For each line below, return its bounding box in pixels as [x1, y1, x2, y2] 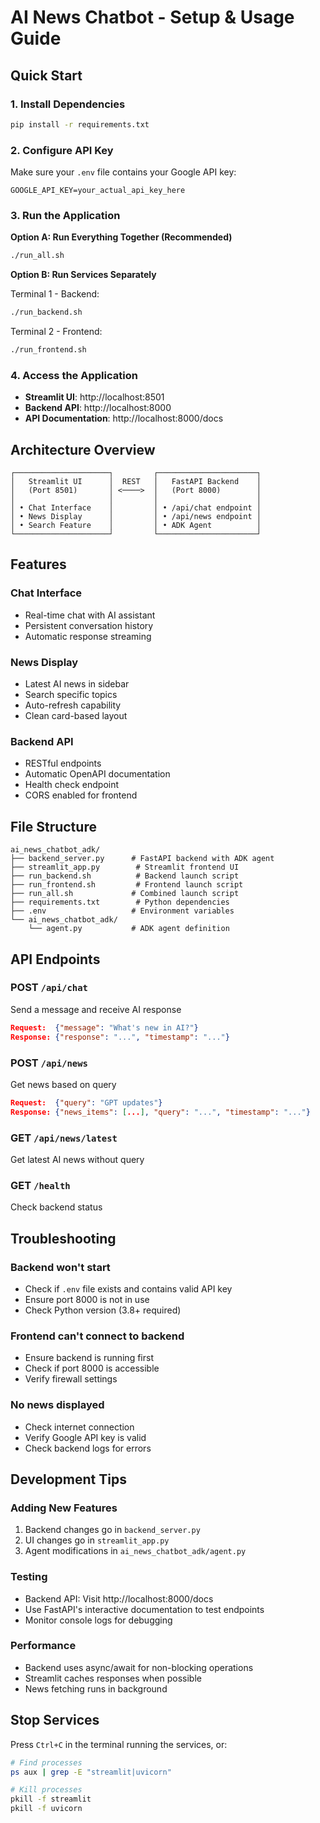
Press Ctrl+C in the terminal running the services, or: [10, 1738, 228, 1750]
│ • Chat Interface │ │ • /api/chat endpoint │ [10, 503, 262, 513]
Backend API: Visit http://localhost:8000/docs [24, 1592, 214, 1605]
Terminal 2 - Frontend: [10, 326, 103, 338]
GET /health [10, 1178, 71, 1192]
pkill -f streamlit [10, 1794, 92, 1805]
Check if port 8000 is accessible [24, 1362, 160, 1375]
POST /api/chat [10, 981, 88, 995]
